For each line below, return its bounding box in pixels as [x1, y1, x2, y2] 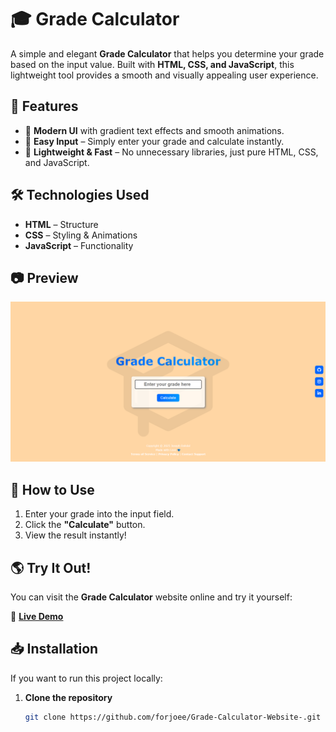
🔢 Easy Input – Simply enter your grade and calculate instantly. [24, 135, 285, 147]
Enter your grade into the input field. [24, 508, 175, 520]
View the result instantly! [24, 529, 127, 541]
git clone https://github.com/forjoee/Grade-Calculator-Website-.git [24, 712, 322, 722]
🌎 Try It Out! [10, 559, 92, 576]
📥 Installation [10, 641, 99, 658]
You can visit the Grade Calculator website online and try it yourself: [10, 591, 293, 603]
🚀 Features [10, 98, 79, 115]
